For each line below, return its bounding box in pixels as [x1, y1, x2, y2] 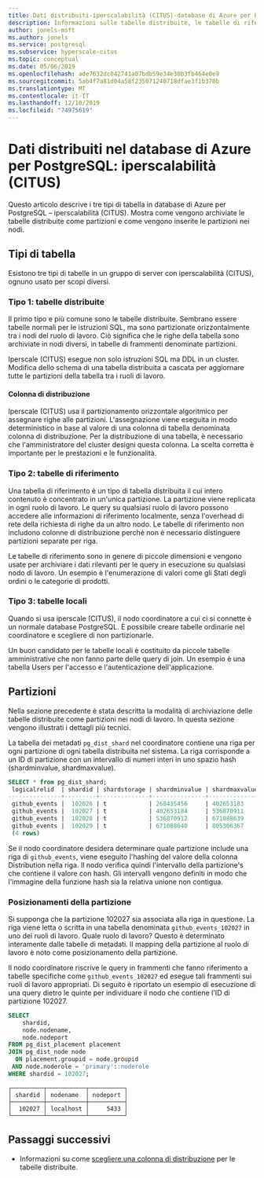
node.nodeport [22, 1033, 68, 1041]
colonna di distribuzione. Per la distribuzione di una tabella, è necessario [8, 431, 244, 441]
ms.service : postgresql [8, 41, 86, 49]
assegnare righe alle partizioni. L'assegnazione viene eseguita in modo [8, 415, 238, 424]
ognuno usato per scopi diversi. [8, 277, 111, 286]
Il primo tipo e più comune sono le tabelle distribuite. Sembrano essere [8, 314, 237, 324]
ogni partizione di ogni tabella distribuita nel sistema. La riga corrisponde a [8, 746, 250, 755]
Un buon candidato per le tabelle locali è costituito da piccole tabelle [8, 645, 230, 655]
